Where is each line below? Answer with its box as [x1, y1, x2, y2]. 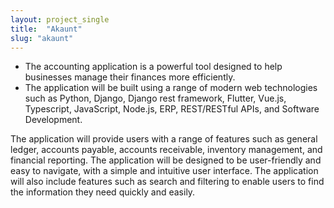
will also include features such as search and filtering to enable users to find [10, 176, 325, 188]
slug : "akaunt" [10, 33, 74, 43]
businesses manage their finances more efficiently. [24, 71, 236, 83]
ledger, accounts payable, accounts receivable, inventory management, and [10, 144, 323, 156]
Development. [24, 114, 83, 126]
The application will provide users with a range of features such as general [10, 133, 318, 145]
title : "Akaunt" [10, 24, 83, 34]
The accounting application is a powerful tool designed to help [24, 61, 283, 73]
